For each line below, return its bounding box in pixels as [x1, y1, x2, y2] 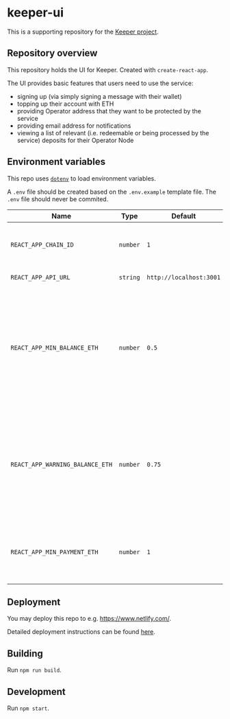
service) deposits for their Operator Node [16, 136, 134, 144]
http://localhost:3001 [146, 273, 221, 281]
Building [7, 648, 43, 659]
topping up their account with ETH [16, 100, 114, 108]
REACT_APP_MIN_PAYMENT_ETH [10, 548, 99, 556]
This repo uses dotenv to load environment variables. [7, 174, 156, 183]
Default [170, 211, 196, 220]
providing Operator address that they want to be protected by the [16, 106, 202, 115]
